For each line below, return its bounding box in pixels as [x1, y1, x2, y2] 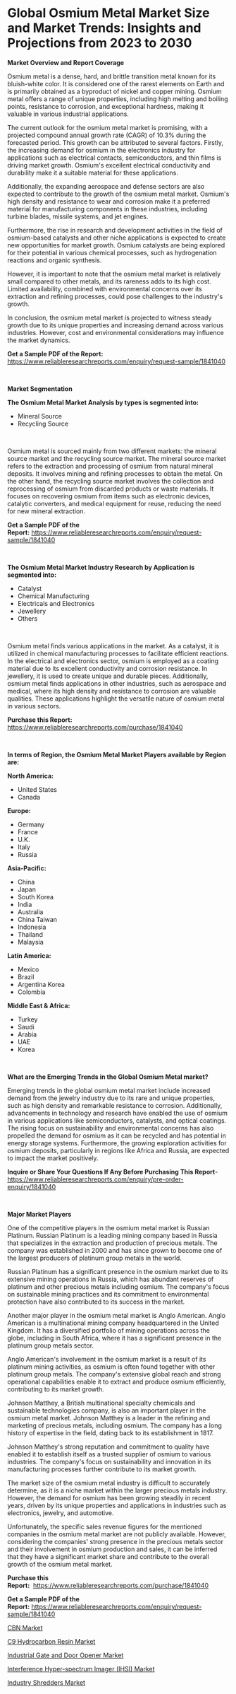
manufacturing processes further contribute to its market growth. [7, 1465, 197, 1473]
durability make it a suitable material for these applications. [7, 168, 178, 177]
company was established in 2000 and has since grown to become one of [7, 1246, 223, 1254]
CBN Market [7, 1623, 43, 1632]
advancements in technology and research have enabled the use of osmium [7, 1109, 228, 1117]
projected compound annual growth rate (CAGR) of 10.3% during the [7, 131, 206, 139]
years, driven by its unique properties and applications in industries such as [7, 1501, 227, 1509]
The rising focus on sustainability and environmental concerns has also [7, 1123, 214, 1132]
